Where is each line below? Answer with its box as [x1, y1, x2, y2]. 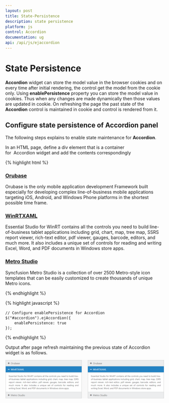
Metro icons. [5, 280, 32, 286]
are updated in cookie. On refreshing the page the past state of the [5, 101, 144, 107]
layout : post [5, 8, 33, 13]
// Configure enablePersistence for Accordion [5, 310, 105, 315]
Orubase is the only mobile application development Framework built [5, 183, 148, 189]
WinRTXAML [5, 212, 38, 219]
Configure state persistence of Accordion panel [5, 121, 158, 130]
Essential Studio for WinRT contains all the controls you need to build [5, 224, 149, 230]
